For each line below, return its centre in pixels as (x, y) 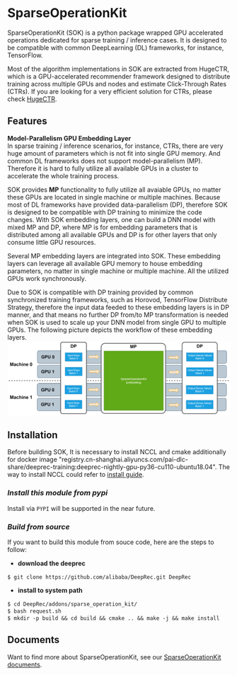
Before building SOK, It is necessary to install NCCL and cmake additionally (117, 452)
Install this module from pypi (58, 493)
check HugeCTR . (32, 99)
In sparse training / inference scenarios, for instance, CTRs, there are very (115, 146)
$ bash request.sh (34, 611)
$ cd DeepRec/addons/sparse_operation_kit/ (73, 604)
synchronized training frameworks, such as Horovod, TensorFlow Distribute (117, 299)
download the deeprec (52, 563)
